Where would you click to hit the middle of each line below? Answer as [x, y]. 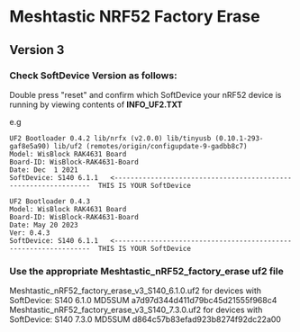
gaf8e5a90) [30, 146]
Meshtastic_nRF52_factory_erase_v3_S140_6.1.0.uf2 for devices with [136, 291]
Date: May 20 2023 [44, 225]
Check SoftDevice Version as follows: [93, 76]
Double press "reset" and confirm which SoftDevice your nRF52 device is [145, 94]
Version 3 [37, 50]
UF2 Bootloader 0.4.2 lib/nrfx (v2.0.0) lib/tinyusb [110, 138]
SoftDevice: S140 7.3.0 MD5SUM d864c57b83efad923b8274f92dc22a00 [145, 319]
